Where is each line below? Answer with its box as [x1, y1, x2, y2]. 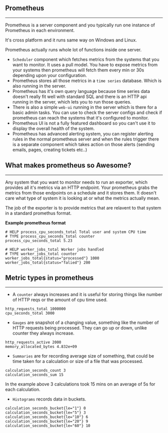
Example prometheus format [5, 219, 66, 225]
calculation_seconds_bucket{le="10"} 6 [5, 414, 88, 419]
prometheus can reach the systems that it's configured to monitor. [12, 114, 149, 120]
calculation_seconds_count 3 [5, 368, 66, 373]
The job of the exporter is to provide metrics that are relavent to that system [5, 204, 161, 210]
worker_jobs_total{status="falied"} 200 [5, 260, 91, 265]
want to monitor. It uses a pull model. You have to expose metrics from [12, 61, 158, 67]
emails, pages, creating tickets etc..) [12, 146, 87, 152]
